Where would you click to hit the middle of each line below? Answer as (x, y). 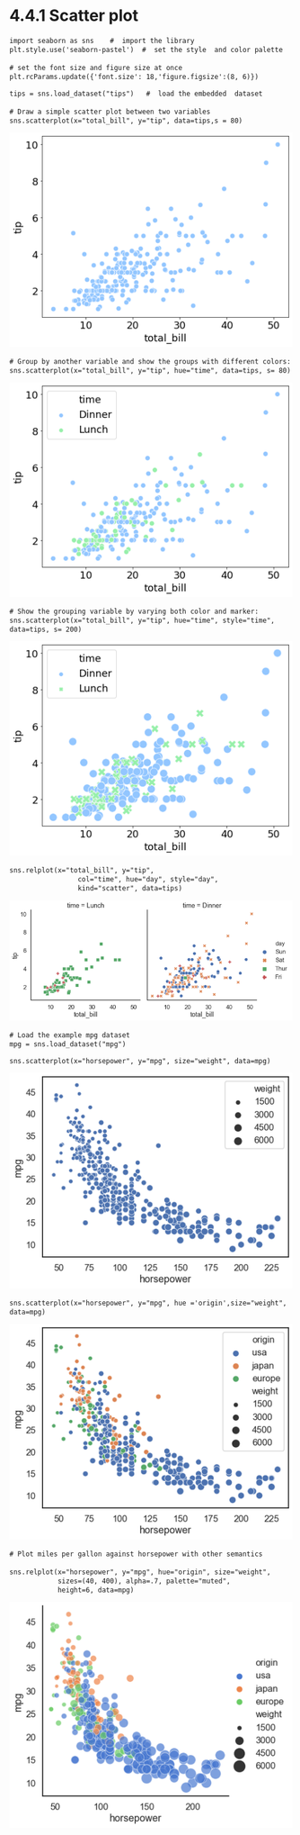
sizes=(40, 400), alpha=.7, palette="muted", (144, 1581)
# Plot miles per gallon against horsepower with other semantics (136, 1554)
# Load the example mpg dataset (70, 1035)
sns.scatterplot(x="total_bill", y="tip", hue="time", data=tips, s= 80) (150, 370)
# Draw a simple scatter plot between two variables (110, 112)
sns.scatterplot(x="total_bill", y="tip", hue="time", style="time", (142, 620)
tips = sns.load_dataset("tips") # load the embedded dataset (136, 94)
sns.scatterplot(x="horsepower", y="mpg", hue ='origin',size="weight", (148, 1303)
